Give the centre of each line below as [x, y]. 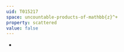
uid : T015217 [22, 12]
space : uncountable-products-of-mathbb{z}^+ [62, 17]
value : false [22, 28]
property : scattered [32, 22]
